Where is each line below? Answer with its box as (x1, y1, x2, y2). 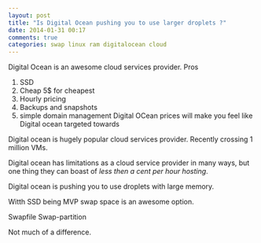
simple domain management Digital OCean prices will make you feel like (19, 111, 253, 120)
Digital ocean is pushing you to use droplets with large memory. (8, 182, 215, 191)
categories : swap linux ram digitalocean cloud (8, 41, 167, 49)
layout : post (8, 11, 51, 20)
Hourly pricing (19, 94, 67, 104)
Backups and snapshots (19, 103, 98, 112)
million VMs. (8, 143, 49, 153)
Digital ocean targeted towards (19, 120, 120, 129)
